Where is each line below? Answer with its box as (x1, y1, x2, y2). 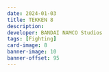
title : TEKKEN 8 (7, 16, 53, 23)
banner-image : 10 (7, 49, 57, 56)
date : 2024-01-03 (7, 10, 57, 17)
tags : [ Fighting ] (7, 36, 57, 43)
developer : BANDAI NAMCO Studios (7, 29, 103, 36)
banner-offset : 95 (7, 55, 60, 62)
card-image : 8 (7, 42, 48, 49)
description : (7, 23, 45, 29)
